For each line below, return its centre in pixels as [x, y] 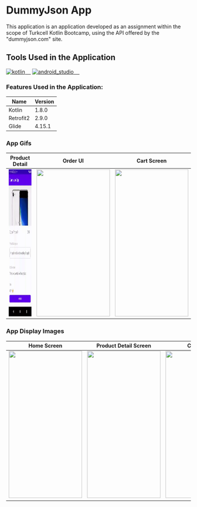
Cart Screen [152, 161]
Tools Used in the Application [61, 57]
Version [45, 101]
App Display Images [35, 331]
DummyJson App [49, 10]
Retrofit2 [19, 118]
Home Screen [45, 346]
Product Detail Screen [124, 346]
